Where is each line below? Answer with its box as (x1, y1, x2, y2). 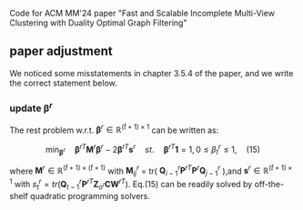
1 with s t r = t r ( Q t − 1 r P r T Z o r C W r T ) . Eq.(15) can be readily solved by (9, 177, 253, 192)
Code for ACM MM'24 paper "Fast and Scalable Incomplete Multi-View (9, 8, 276, 18)
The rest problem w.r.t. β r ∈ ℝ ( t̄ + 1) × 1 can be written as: (9, 123, 219, 135)
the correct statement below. (9, 77, 117, 88)
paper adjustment (9, 44, 113, 59)
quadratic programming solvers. (30, 190, 150, 201)
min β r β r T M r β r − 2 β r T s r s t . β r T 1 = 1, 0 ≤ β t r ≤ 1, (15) (45, 143, 261, 157)
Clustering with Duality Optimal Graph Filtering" (9, 17, 187, 28)
